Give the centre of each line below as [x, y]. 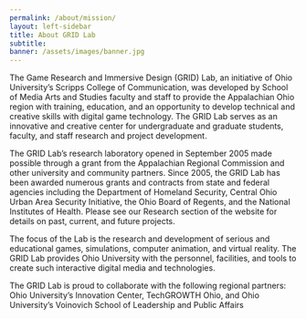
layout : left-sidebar [51, 26]
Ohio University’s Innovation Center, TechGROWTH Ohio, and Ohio [135, 295]
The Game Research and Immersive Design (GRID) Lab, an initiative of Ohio [151, 77]
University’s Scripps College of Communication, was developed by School [149, 87]
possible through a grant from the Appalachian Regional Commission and [147, 163]
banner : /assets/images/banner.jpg [77, 52]
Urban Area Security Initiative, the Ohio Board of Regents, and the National [150, 202]
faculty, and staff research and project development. [108, 136]
